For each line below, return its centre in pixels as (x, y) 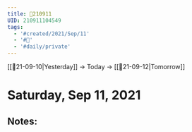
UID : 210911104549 (34, 20)
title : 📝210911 (30, 14)
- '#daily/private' (42, 47)
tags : (15, 27)
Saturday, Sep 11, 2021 (74, 95)
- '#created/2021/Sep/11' (52, 34)
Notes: (22, 121)
